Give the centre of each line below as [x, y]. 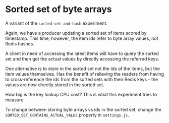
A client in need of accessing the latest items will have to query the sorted [82, 53]
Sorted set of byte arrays [59, 9]
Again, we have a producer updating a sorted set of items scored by [76, 33]
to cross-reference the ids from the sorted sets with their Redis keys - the [82, 79]
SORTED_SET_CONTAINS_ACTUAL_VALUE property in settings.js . [67, 115]
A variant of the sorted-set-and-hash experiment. [56, 23]
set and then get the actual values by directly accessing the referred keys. [82, 58]
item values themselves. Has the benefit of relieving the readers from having [85, 74]
